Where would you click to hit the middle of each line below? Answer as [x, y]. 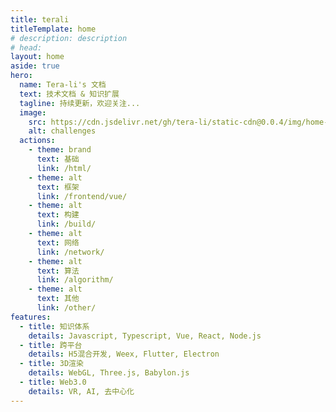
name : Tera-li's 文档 [63, 85]
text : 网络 [58, 242]
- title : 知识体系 [54, 326]
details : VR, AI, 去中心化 [81, 391]
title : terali [40, 19]
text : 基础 [58, 159]
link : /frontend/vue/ [82, 196]
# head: [26, 47]
